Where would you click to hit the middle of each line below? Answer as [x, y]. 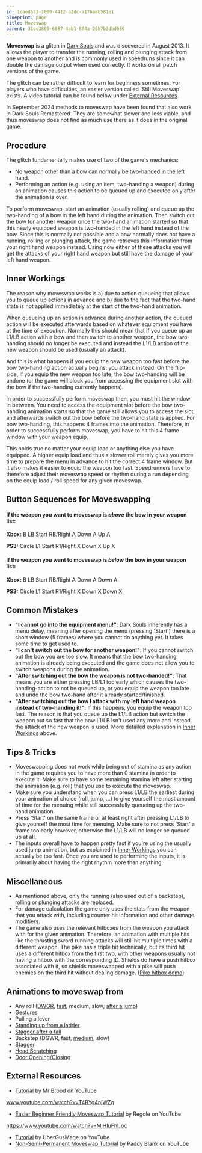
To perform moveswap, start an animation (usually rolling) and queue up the [100, 209]
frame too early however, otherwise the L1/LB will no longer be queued [103, 831]
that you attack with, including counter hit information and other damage [105, 915]
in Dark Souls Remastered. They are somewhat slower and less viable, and [99, 114]
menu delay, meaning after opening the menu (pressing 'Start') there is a [105, 631]
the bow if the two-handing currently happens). [65, 387]
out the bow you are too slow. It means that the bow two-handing [96, 657]
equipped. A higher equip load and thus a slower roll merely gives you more [100, 455]
